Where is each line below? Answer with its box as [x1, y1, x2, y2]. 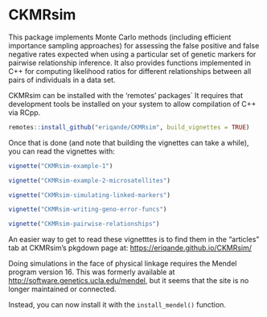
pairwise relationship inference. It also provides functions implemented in [8, 58, 251, 68]
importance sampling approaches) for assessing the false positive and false [8, 40, 260, 50]
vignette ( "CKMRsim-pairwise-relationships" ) [8, 220, 160, 228]
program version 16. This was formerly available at [8, 267, 175, 277]
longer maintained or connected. [8, 284, 117, 294]
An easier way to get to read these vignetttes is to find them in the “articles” [8, 235, 260, 245]
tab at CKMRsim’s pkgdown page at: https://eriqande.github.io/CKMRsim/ [8, 243, 252, 253]
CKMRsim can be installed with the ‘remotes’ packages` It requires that [8, 90, 244, 100]
